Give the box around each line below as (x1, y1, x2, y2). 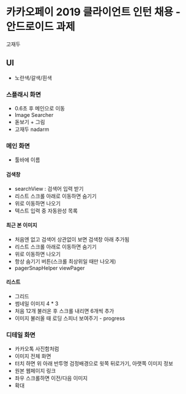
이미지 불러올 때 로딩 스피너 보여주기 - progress (14, 315, 125, 322)
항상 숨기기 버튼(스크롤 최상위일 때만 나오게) (14, 258, 117, 265)
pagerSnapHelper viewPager (14, 264, 85, 271)
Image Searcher (14, 112, 54, 119)
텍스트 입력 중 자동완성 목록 (14, 207, 78, 214)
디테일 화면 (6, 331, 36, 339)
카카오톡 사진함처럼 (14, 345, 59, 352)
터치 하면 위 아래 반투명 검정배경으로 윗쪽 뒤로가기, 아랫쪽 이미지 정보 (14, 360, 174, 367)
